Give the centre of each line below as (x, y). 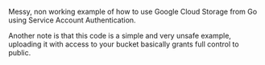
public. (20, 53)
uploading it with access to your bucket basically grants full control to (124, 44)
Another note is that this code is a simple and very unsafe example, (120, 36)
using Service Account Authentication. (72, 20)
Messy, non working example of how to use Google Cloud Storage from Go (133, 12)
